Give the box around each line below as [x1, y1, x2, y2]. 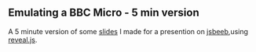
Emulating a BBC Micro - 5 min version [8, 6, 199, 19]
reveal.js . [8, 35, 38, 44]
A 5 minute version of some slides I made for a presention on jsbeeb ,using [8, 26, 249, 36]
